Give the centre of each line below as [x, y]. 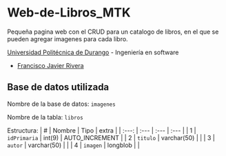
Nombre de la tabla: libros [45, 117]
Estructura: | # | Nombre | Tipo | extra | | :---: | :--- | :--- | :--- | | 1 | [102, 130]
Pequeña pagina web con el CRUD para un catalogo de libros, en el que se [113, 32]
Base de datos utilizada [58, 87]
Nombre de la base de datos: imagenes [61, 104]
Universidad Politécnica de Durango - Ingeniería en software [93, 52]
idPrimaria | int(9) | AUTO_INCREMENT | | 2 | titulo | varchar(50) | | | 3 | [111, 137]
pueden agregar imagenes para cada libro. [68, 38]
